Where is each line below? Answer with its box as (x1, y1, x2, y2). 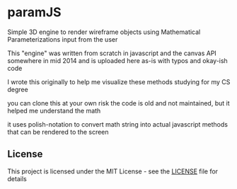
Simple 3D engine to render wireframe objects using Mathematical (7, 28, 201, 36)
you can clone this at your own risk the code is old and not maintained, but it (7, 98, 230, 107)
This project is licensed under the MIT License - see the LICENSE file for (7, 167, 218, 176)
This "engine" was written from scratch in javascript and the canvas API (7, 49, 217, 57)
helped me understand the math (7, 106, 101, 115)
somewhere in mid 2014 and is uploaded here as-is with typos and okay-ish (7, 56, 228, 64)
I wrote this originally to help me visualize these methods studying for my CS (7, 77, 231, 86)
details (7, 174, 27, 183)
